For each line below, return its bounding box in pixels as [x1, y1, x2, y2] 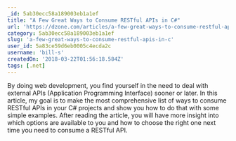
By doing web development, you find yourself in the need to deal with [7, 81, 209, 89]
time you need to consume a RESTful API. [7, 126, 128, 134]
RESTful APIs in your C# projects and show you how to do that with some [7, 103, 219, 112]
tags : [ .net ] [7, 62, 46, 69]
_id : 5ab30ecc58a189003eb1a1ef [7, 10, 99, 17]
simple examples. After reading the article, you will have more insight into [7, 111, 219, 119]
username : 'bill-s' [7, 50, 65, 57]
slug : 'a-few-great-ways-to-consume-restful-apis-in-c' [7, 36, 174, 43]
